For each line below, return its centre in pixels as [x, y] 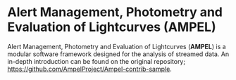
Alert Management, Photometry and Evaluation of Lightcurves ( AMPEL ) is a [117, 46]
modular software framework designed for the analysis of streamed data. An [118, 54]
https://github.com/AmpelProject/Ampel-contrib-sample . [90, 69]
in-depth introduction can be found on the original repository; [96, 61]
